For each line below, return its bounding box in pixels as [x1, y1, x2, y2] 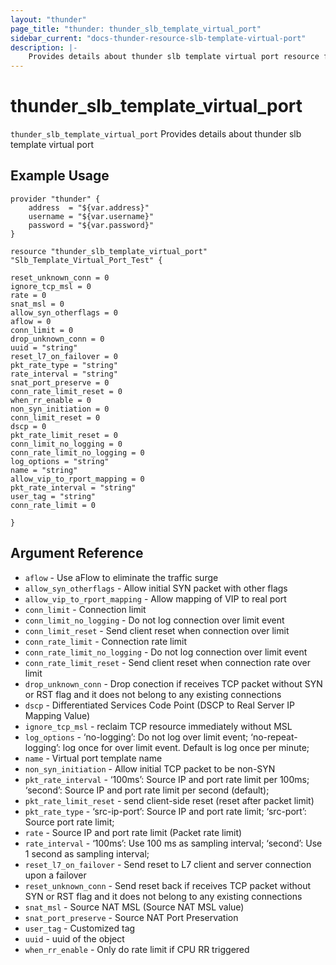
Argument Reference [10, 545, 144, 562]
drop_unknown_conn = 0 [10, 334, 105, 344]
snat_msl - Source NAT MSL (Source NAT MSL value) [24, 901, 245, 913]
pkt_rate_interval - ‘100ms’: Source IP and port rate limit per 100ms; [24, 773, 310, 785]
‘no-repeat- [250, 731, 298, 743]
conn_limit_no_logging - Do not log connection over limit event [24, 614, 285, 626]
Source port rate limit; [24, 816, 115, 828]
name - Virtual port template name [24, 752, 163, 764]
